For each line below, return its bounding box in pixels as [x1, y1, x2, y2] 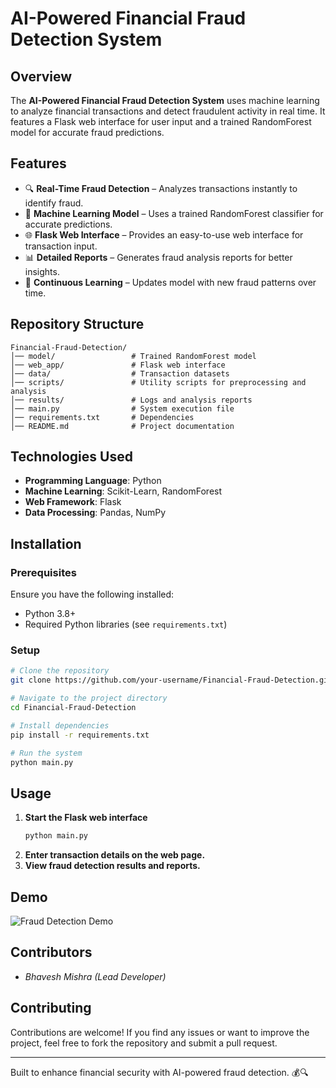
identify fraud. [24, 197, 84, 209]
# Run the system [10, 748, 83, 758]
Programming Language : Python [24, 475, 162, 487]
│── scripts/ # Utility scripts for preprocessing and [10, 377, 307, 387]
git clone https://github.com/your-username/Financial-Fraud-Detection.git [10, 675, 333, 686]
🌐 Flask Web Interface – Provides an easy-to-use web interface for [24, 228, 304, 241]
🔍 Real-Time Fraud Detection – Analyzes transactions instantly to [24, 182, 298, 194]
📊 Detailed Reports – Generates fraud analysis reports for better [24, 251, 293, 263]
